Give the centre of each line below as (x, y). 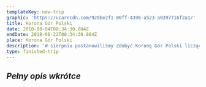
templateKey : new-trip (35, 12)
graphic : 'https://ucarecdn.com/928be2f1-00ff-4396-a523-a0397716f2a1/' (101, 18)
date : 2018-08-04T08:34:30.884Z (48, 29)
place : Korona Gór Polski (39, 40)
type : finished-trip (33, 52)
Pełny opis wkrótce (44, 76)
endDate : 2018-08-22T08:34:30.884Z (52, 35)
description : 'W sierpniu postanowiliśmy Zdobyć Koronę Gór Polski (94, 46)
